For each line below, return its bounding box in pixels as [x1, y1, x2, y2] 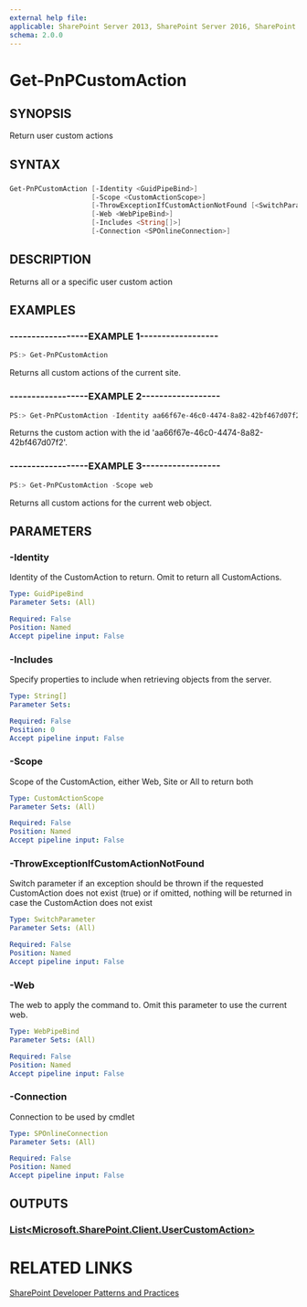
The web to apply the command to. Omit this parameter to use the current [9, 1000, 288, 1011]
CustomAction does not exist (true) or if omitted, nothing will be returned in [9, 887, 292, 898]
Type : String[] [9, 692, 68, 701]
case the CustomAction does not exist [9, 898, 153, 909]
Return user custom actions [9, 130, 114, 142]
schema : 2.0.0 [9, 30, 64, 39]
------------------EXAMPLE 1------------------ [9, 330, 219, 343]
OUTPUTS [9, 1196, 69, 1212]
